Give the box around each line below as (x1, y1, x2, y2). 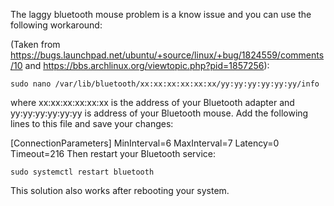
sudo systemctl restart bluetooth (10, 167, 155, 177)
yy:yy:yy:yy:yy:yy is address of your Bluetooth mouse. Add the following (10, 107, 309, 119)
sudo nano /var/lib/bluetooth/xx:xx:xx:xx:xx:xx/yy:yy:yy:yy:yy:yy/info (10, 79, 320, 89)
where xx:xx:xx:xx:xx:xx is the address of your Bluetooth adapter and (10, 97, 295, 108)
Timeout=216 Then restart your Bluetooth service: (10, 148, 217, 159)
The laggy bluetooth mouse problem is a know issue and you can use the (10, 9, 312, 20)
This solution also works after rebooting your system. (10, 185, 230, 196)
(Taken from (10, 39, 61, 50)
